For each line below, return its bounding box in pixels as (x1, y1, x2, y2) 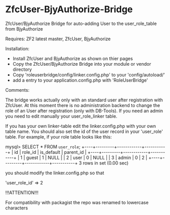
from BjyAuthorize (5, 25, 43, 32)
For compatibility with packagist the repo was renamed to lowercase (5, 199, 149, 205)
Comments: (5, 87, 30, 93)
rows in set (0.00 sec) (82, 159, 129, 166)
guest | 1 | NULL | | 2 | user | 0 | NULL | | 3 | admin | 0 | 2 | (26, 154, 148, 160)
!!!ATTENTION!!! (5, 190, 39, 196)
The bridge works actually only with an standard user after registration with (5, 97, 163, 103)
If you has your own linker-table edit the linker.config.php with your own (5, 123, 156, 129)
